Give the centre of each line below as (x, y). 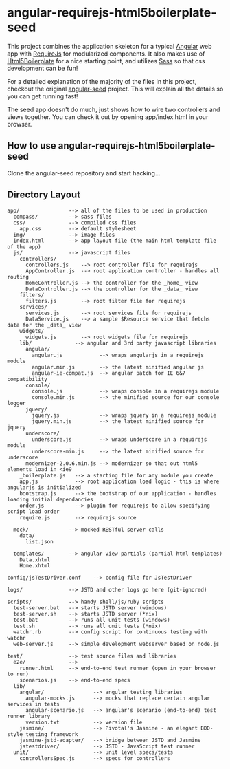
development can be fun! (43, 68)
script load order (33, 511)
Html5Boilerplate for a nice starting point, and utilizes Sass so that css (106, 61)
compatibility (27, 379)
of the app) (24, 247)
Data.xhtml (35, 560)
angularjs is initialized (44, 487)
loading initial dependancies (50, 499)
